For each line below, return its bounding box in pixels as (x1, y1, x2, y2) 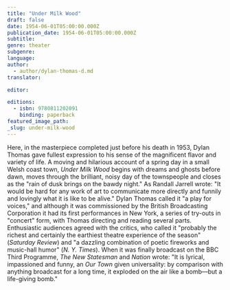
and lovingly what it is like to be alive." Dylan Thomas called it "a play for (7, 194, 211, 203)
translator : (7, 74, 41, 81)
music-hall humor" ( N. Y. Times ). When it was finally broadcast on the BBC (7, 245, 219, 254)
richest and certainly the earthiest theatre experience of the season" (7, 231, 201, 239)
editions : (7, 99, 36, 106)
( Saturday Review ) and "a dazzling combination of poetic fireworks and (7, 238, 209, 246)
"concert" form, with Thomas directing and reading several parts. (7, 216, 192, 224)
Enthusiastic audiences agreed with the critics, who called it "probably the (7, 223, 218, 232)
